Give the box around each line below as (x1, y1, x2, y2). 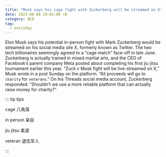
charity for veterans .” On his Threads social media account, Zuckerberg (5, 76, 152, 82)
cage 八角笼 (5, 106, 30, 112)
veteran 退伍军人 (5, 138, 40, 144)
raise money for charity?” (5, 87, 57, 93)
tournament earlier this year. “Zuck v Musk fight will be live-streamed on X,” (5, 65, 160, 72)
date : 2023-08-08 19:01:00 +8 (5, 12, 68, 17)
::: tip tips (5, 96, 24, 102)
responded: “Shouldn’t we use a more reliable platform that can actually (5, 81, 151, 87)
